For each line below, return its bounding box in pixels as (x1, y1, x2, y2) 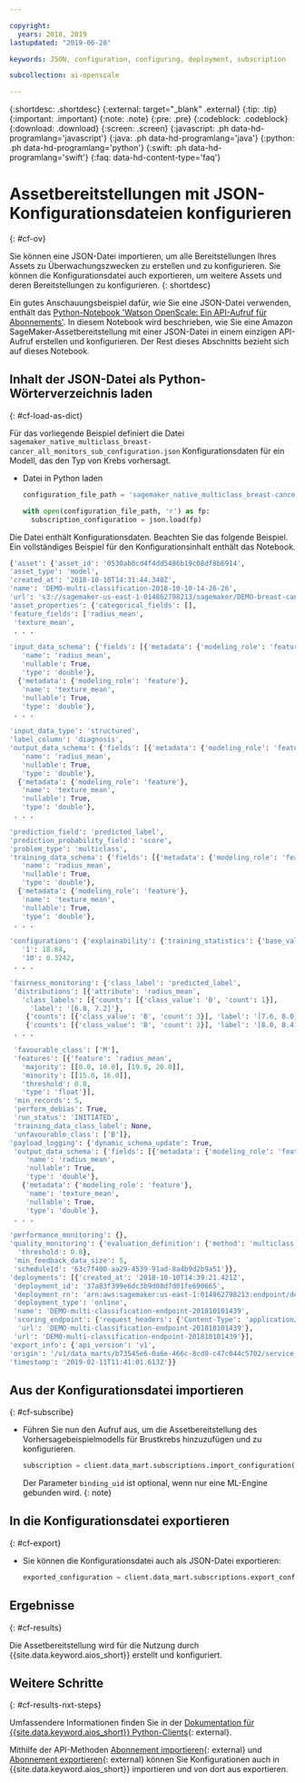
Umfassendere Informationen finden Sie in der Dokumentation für (9, 1718, 255, 1729)
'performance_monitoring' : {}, (9, 1231, 128, 1240)
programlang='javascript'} (9, 133, 107, 144)
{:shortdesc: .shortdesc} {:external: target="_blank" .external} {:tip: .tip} (9, 104, 278, 114)
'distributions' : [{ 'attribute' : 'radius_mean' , (13, 986, 202, 996)
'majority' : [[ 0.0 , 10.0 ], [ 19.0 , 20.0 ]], (21, 1062, 184, 1072)
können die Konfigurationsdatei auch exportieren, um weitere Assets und (9, 270, 282, 282)
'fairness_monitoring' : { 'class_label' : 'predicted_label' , (9, 978, 242, 987)
